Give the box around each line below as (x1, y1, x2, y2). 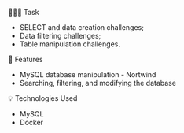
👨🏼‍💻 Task (8, 8, 39, 17)
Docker (19, 118, 44, 127)
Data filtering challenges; (19, 31, 101, 40)
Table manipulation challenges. (19, 39, 120, 49)
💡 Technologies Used (8, 94, 78, 102)
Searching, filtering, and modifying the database (19, 79, 177, 87)
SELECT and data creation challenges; (19, 23, 144, 31)
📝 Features (8, 55, 43, 64)
